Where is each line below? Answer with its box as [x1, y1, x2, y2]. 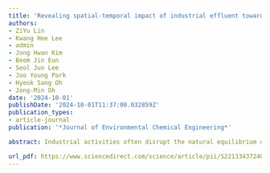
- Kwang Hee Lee [8, 34, 63, 42]
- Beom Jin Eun [8, 57, 59, 65]
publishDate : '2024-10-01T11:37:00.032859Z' [8, 101, 160, 109]
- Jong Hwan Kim [8, 49, 63, 57]
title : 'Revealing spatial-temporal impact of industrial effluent [8, 11, 239, 20]
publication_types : [8, 109, 74, 117]
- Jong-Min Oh [8, 86, 56, 95]
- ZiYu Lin [8, 26, 45, 34]
